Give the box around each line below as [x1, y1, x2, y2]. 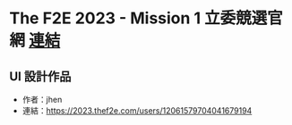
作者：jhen [21, 95, 63, 104]
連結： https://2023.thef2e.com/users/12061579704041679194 [21, 105, 253, 116]
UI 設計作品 [9, 69, 72, 84]
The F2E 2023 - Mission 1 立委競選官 [9, 8, 284, 29]
